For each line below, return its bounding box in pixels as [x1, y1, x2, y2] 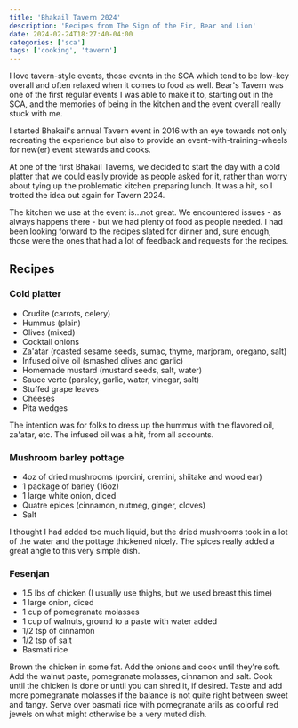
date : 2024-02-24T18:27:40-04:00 [9, 29, 133, 38]
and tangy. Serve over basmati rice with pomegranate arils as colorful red [9, 700, 278, 710]
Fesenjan [9, 568, 51, 580]
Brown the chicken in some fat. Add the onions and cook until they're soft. [9, 661, 281, 672]
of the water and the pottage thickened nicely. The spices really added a [9, 536, 275, 547]
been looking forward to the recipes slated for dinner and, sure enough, [9, 226, 271, 236]
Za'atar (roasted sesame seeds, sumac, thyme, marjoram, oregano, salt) [21, 346, 287, 356]
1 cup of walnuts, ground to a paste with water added [21, 616, 218, 627]
